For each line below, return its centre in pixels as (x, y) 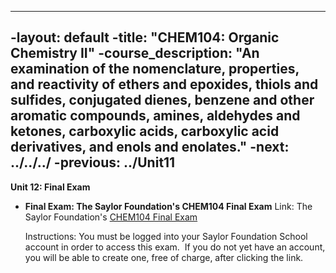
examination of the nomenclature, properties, (155, 69)
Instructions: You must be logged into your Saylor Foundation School (166, 236)
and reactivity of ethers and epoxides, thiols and (164, 84)
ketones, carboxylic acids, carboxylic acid (145, 131)
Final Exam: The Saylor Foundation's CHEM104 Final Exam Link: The (168, 206)
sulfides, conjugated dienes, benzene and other (162, 100)
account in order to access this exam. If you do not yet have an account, (175, 247)
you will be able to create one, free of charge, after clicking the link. (164, 257)
